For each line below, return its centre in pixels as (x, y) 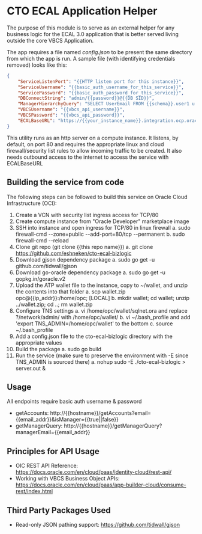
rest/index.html (34, 491)
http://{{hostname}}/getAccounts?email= (101, 413)
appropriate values (39, 342)
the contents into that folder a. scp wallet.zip (70, 291)
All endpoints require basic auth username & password (74, 402)
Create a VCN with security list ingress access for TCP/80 (87, 215)
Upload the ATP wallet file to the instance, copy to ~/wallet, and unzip (102, 285)
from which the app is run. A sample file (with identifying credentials (91, 58)
